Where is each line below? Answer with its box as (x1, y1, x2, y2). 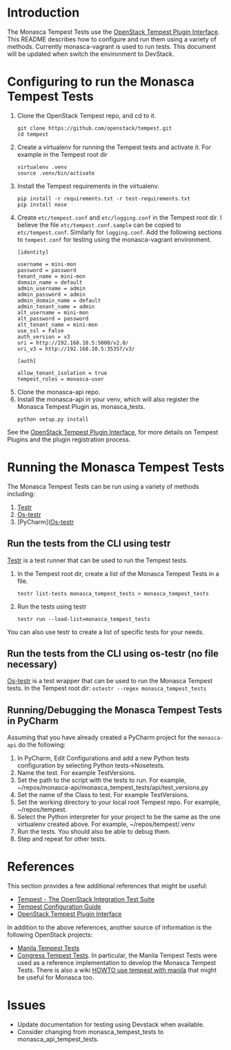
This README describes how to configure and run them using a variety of (7, 35, 217, 43)
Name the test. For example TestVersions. (17, 769, 137, 777)
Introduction (7, 5, 80, 21)
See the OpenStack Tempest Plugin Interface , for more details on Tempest (7, 428, 219, 436)
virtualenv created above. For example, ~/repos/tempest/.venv (17, 820, 195, 828)
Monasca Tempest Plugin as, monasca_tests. (17, 402, 145, 410)
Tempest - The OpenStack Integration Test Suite (17, 895, 155, 904)
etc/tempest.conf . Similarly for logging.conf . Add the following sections (17, 228, 222, 236)
